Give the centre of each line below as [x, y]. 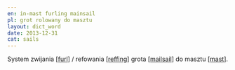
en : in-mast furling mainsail [52, 14]
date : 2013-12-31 [33, 33]
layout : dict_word [34, 26]
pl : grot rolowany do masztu [50, 20]
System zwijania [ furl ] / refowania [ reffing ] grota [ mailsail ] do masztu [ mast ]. [118, 59]
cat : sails [23, 40]
